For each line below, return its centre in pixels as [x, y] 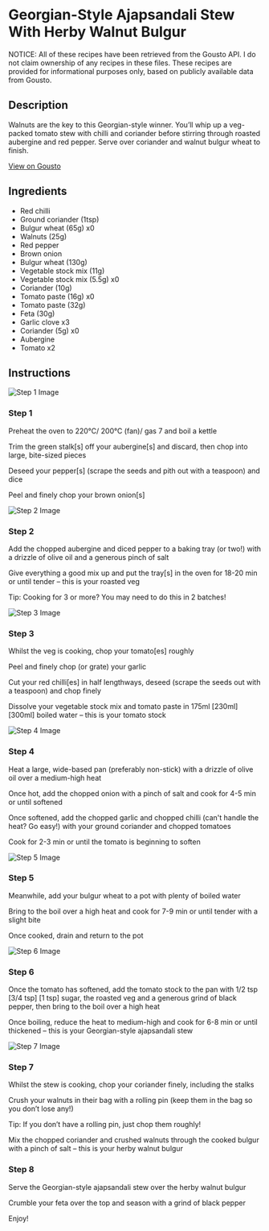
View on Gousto [35, 166]
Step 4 [21, 752]
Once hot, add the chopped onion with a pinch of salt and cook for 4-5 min [132, 793]
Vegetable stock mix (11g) [62, 271]
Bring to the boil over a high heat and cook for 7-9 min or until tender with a [133, 911]
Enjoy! [19, 1218]
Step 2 [21, 531]
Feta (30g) [37, 313]
